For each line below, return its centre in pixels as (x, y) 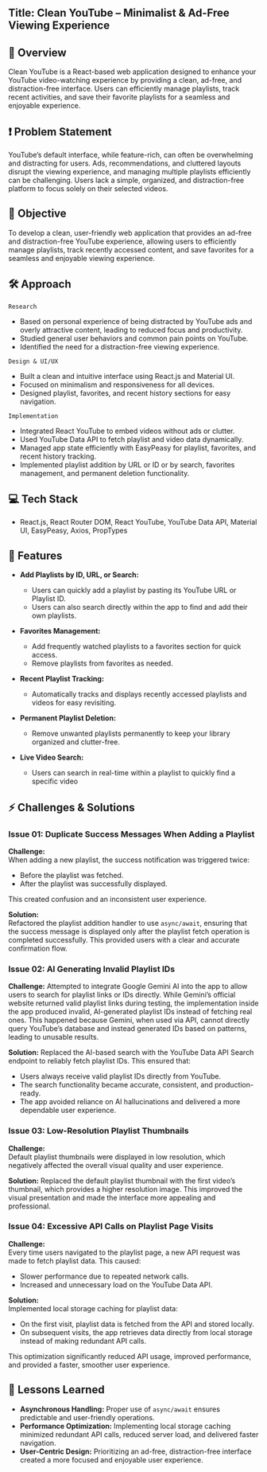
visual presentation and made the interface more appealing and (112, 1197)
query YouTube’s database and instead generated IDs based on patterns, (128, 1029)
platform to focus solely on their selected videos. (88, 189)
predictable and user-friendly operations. (87, 1417)
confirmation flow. (38, 948)
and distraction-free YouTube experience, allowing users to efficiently (122, 241)
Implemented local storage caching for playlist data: (93, 1308)
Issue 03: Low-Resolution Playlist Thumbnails (99, 1131)
